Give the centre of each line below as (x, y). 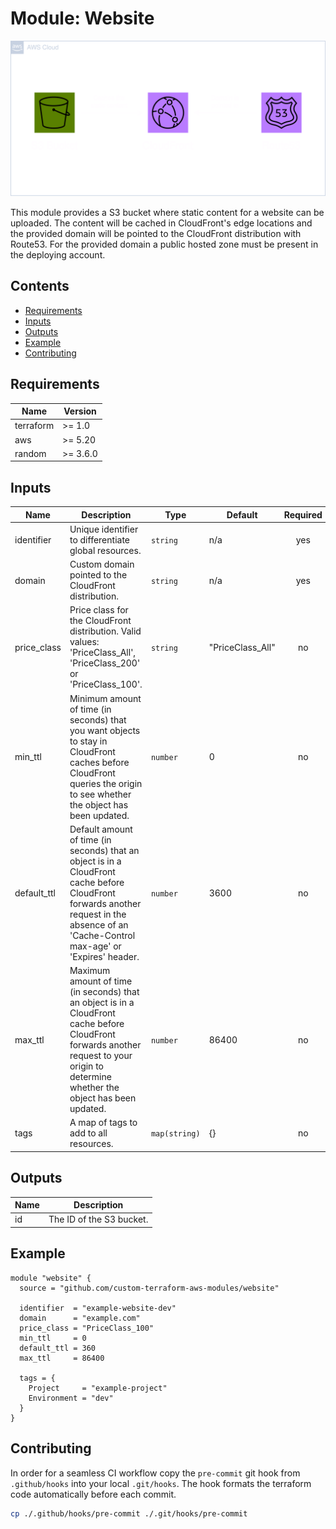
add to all (88, 1133)
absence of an (99, 924)
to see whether (100, 794)
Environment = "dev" (71, 1398)
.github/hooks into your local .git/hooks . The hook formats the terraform (161, 1483)
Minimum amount (105, 698)
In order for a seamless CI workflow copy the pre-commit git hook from (155, 1473)
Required (303, 514)
